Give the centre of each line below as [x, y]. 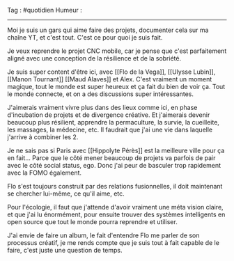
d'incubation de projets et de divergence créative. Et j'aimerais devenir [109, 115]
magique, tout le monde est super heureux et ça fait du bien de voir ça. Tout [116, 87]
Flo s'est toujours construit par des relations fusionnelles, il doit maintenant [115, 186]
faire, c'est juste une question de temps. [65, 250]
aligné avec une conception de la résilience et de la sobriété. [94, 58]
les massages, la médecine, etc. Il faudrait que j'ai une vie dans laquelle [110, 129]
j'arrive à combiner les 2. [43, 137]
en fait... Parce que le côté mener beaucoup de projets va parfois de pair [111, 158]
